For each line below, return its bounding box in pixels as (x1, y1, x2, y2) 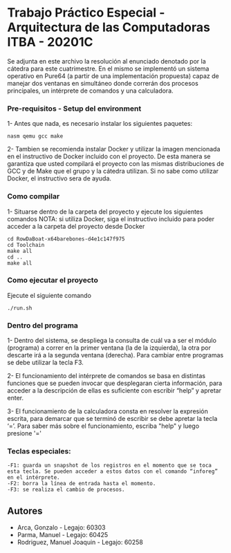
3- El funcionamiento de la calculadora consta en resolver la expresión (7, 407, 209, 415)
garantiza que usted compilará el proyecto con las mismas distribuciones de (7, 160, 225, 168)
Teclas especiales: (7, 447, 71, 456)
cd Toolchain (7, 241, 45, 248)
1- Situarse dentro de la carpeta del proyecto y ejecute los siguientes (7, 207, 203, 216)
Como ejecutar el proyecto (7, 275, 98, 285)
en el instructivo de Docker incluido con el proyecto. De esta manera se (7, 152, 211, 160)
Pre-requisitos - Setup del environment (7, 104, 142, 113)
